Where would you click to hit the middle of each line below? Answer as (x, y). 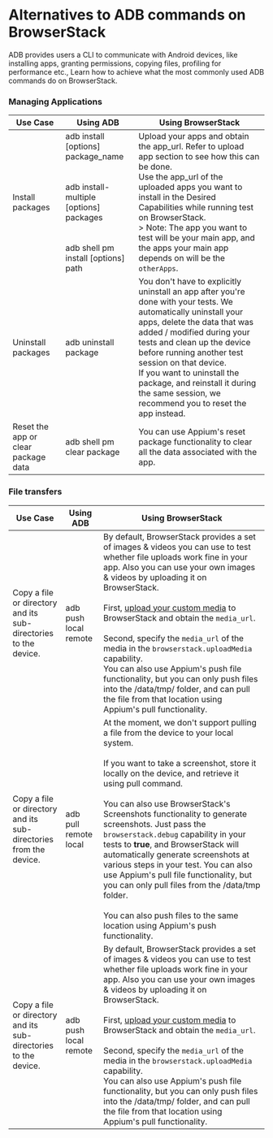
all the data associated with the (198, 452)
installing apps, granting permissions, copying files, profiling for (115, 63)
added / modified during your (194, 332)
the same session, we (180, 393)
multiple (80, 197)
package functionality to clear (195, 442)
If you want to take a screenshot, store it (180, 763)
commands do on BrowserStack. (63, 80)
